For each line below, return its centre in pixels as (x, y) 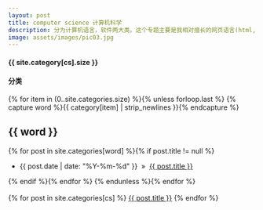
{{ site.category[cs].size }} (53, 62)
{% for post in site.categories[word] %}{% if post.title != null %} (111, 150)
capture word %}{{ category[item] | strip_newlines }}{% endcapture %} (124, 107)
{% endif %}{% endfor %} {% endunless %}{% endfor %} (102, 181)
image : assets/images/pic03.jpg (61, 37)
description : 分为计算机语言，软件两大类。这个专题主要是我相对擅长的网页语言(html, (132, 30)
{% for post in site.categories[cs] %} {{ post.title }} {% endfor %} (113, 197)
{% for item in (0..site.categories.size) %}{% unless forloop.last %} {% (122, 100)
